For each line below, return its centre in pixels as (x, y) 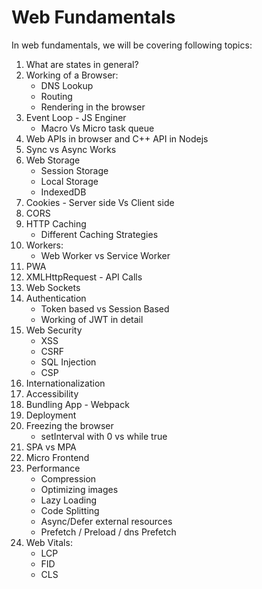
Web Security (54, 330)
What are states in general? (82, 64)
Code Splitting (70, 510)
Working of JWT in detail (92, 319)
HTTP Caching (56, 223)
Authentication (56, 298)
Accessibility (52, 393)
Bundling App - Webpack (77, 404)
